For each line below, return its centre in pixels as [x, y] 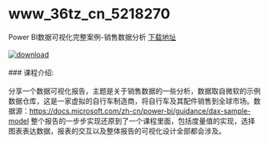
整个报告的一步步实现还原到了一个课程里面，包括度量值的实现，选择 [143, 121]
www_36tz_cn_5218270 [89, 14]
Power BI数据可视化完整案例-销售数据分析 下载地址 [92, 37]
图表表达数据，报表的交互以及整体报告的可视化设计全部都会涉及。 [117, 131]
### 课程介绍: [31, 72]
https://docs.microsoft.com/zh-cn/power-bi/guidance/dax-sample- [140, 111]
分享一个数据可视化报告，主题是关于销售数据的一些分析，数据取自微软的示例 [134, 91]
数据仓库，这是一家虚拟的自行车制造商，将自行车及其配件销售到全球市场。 [131, 101]
